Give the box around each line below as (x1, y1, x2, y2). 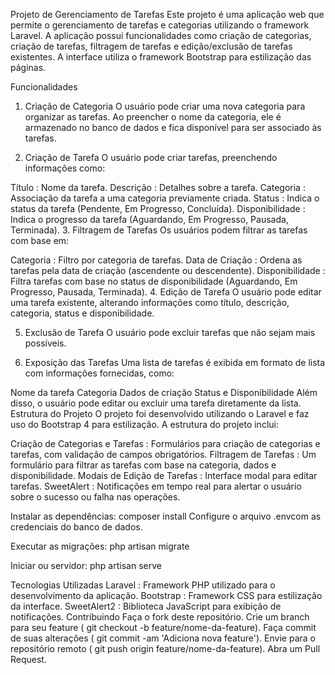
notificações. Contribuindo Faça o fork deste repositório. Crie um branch (10, 611, 310, 623)
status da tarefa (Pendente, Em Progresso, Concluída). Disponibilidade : (10, 203, 306, 214)
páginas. (10, 62, 47, 73)
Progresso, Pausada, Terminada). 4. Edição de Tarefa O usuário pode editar (10, 286, 322, 298)
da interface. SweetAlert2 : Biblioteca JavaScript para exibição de (10, 600, 282, 612)
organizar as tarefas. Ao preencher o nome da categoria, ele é (24, 111, 282, 123)
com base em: (10, 235, 70, 246)
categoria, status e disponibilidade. (10, 307, 155, 319)
